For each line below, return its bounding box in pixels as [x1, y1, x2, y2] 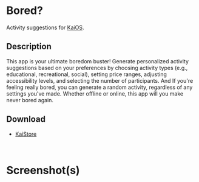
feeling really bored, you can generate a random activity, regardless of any [6, 83, 193, 91]
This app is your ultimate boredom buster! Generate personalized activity [6, 57, 189, 65]
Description [6, 41, 52, 52]
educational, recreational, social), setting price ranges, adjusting [6, 71, 167, 78]
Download [6, 114, 46, 125]
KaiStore [15, 130, 37, 138]
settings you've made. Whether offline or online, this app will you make [6, 89, 184, 97]
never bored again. [6, 96, 53, 103]
